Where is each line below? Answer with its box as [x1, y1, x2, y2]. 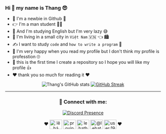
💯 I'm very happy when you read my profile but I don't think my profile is [12, 48, 160, 54]
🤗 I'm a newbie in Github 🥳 [12, 16, 66, 22]
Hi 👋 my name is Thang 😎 [5, 4, 68, 11]
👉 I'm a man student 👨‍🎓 [12, 21, 63, 27]
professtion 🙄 [12, 54, 41, 60]
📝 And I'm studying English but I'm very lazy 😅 [12, 28, 108, 34]
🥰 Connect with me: [59, 98, 107, 105]
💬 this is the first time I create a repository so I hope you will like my [12, 59, 150, 65]
